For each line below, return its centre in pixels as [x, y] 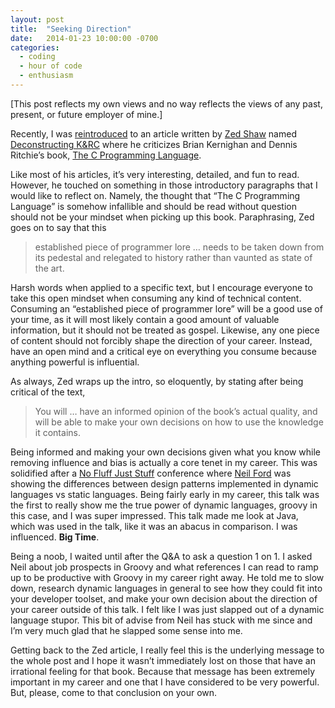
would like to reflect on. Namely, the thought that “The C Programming [155, 195]
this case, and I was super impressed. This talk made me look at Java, [154, 515]
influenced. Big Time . [55, 537]
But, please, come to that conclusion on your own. [114, 692]
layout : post [37, 19]
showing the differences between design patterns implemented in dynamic [164, 483]
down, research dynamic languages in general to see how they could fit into [166, 588]
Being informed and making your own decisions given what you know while [166, 452]
